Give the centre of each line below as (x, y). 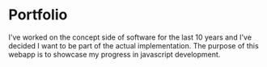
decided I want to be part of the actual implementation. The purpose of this (133, 45)
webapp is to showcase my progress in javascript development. (114, 54)
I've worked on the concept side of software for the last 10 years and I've (130, 37)
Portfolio (38, 15)
